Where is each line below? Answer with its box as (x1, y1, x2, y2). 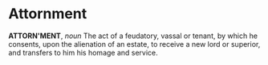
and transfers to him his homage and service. (8, 48, 158, 57)
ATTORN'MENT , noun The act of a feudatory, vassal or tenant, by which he (8, 31, 258, 40)
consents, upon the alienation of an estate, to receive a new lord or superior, (8, 39, 261, 48)
